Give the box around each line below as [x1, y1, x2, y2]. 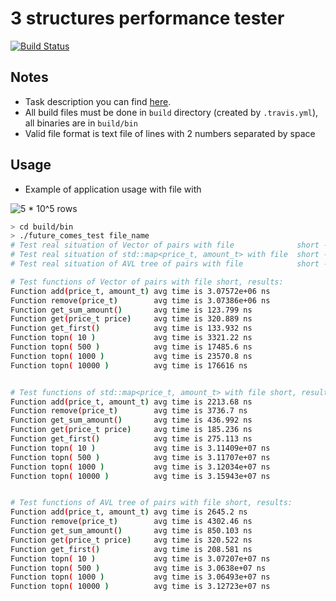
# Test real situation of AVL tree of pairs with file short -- [10, 259, 333, 269]
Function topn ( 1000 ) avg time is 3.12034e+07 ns [10, 462, 271, 472]
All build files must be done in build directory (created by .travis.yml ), [24, 106, 319, 118]
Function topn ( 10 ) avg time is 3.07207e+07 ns [10, 553, 271, 564]
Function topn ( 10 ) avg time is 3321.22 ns [10, 333, 253, 343]
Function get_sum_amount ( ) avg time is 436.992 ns [10, 415, 253, 426]
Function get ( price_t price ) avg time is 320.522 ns [10, 535, 253, 545]
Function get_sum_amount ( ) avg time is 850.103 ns [10, 526, 253, 536]
